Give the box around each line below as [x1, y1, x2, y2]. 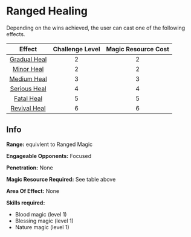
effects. [6, 30, 25, 37]
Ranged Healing [6, 4, 88, 18]
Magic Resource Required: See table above [6, 175, 116, 183]
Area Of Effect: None [6, 187, 59, 194]
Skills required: [6, 199, 45, 206]
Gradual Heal [9, 55, 47, 63]
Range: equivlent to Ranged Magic [6, 141, 93, 148]
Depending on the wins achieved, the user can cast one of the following [6, 24, 186, 31]
